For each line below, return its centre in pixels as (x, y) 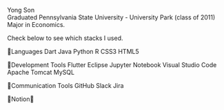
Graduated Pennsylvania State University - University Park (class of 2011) (111, 17)
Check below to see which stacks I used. (65, 38)
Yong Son (21, 10)
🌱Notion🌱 (21, 99)
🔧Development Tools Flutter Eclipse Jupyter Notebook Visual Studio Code (112, 65)
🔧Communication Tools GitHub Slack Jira (65, 85)
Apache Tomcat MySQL (41, 72)
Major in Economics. (36, 25)
